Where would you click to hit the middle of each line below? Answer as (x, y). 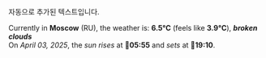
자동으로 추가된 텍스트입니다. (54, 12)
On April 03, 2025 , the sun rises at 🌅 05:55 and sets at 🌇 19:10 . (112, 45)
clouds (20, 36)
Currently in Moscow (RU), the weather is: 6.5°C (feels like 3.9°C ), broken (133, 28)
